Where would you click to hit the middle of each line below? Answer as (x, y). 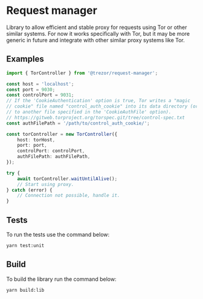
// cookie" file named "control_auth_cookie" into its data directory (97, 106)
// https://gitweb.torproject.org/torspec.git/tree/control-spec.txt (96, 117)
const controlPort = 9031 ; (40, 95)
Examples (25, 59)
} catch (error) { (29, 190)
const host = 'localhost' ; (40, 84)
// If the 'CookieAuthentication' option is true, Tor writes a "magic (98, 101)
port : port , (32, 146)
